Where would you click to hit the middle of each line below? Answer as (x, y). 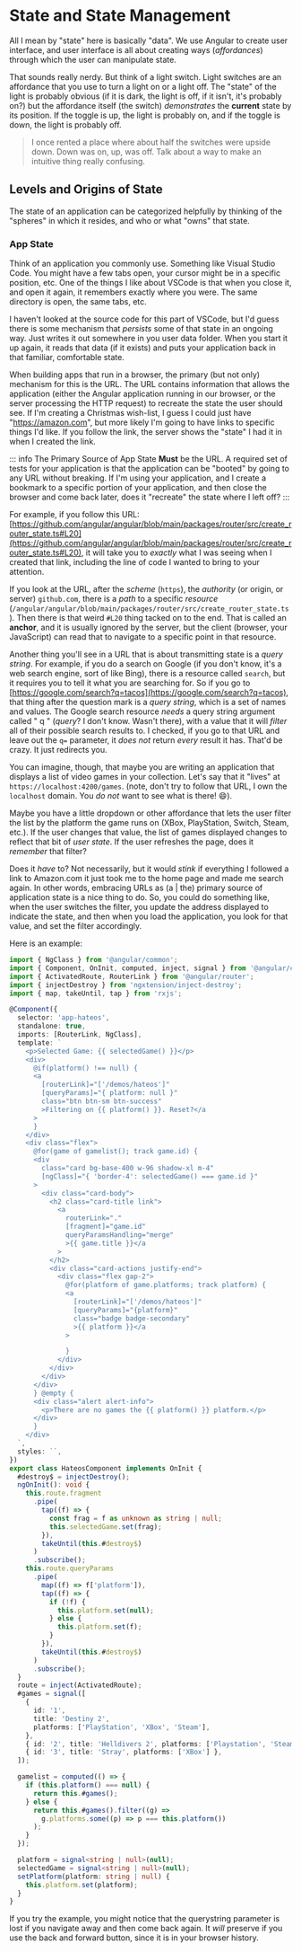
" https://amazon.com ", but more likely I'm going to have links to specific (142, 422)
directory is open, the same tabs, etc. (78, 302)
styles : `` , (40, 1452)
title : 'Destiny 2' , (71, 1718)
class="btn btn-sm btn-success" (102, 1101)
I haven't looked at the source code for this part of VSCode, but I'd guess (144, 319)
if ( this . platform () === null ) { (88, 1785)
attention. (27, 572)
